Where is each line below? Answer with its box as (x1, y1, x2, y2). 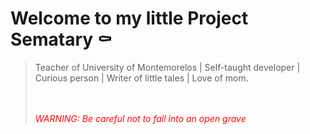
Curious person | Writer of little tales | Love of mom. (34, 72, 249, 84)
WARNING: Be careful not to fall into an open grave (34, 112, 247, 124)
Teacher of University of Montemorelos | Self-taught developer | (34, 61, 301, 73)
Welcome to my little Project (10, 7, 249, 30)
